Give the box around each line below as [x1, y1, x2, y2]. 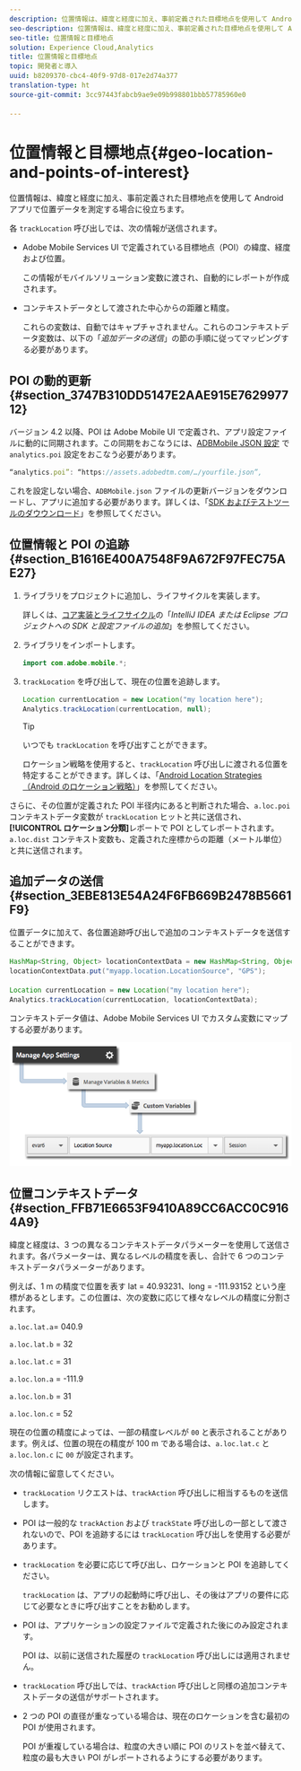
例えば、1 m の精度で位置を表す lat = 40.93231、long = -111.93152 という [9, 1281, 279, 1292]
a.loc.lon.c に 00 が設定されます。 [9, 1450, 139, 1460]
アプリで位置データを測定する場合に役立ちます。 [9, 204, 190, 215]
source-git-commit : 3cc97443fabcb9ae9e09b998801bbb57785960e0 [9, 90, 246, 99]
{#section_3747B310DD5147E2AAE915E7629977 [9, 387, 289, 403]
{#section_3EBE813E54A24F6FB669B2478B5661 [9, 888, 292, 903]
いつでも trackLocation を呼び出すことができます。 [21, 739, 212, 750]
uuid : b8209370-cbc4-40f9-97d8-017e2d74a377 [9, 72, 178, 81]
